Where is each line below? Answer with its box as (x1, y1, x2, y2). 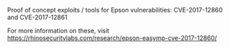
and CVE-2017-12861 (7, 13, 68, 21)
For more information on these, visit (7, 27, 109, 35)
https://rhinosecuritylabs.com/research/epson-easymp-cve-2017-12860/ (7, 34, 217, 42)
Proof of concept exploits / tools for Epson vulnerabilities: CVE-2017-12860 (7, 6, 223, 14)
